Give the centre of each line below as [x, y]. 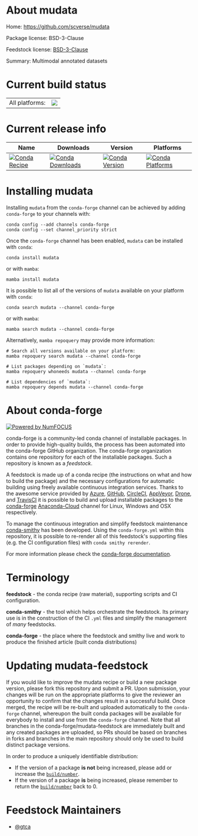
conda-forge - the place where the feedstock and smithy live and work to [95, 636]
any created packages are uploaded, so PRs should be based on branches [97, 732]
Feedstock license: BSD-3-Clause [47, 49]
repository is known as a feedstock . [49, 463]
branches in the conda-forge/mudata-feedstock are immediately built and [96, 726]
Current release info [56, 129]
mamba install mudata [33, 279]
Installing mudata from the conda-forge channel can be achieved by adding [96, 208]
